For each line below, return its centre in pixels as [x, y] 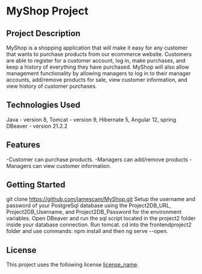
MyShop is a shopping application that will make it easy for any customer [97, 48]
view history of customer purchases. [52, 86]
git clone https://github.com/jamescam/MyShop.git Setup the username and [101, 199]
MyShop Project [47, 11]
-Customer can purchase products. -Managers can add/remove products [97, 159]
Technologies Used [43, 105]
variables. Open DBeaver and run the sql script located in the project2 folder [101, 219]
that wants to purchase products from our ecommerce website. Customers [99, 54]
